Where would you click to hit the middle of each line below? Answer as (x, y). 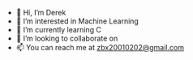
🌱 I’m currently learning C (59, 30)
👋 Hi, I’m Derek (41, 13)
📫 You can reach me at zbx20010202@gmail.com (100, 47)
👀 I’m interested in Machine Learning (77, 21)
